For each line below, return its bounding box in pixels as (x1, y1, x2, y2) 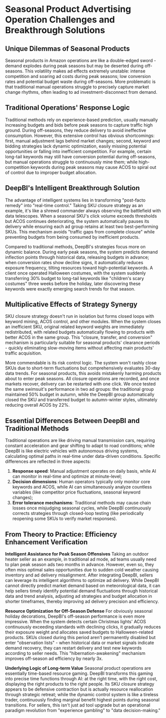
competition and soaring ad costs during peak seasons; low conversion (5, 73, 151, 79)
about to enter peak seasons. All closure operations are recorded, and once (5, 376, 160, 382)
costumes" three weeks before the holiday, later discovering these (5, 281, 141, 287)
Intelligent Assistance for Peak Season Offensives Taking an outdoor (5, 551, 149, 557)
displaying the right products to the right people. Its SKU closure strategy (5, 681, 155, 687)
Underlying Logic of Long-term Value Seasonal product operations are (5, 665, 151, 671)
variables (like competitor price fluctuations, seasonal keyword (12, 489, 141, 495)
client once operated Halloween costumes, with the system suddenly (5, 270, 146, 276)
